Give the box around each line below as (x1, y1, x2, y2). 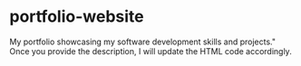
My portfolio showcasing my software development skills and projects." (9, 36, 277, 47)
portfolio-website (9, 6, 144, 27)
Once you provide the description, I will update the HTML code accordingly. (9, 45, 292, 56)
